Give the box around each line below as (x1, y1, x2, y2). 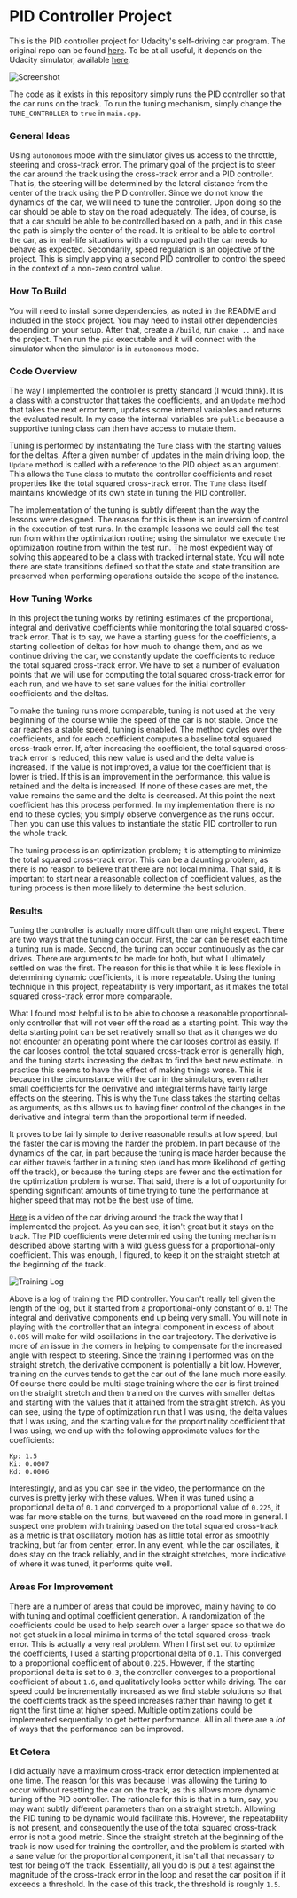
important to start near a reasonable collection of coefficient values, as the (9, 874, 282, 884)
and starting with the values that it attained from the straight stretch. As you (9, 1397, 285, 1408)
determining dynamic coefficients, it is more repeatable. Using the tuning (9, 972, 276, 983)
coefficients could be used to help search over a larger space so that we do (9, 1620, 285, 1630)
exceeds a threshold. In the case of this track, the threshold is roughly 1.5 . (9, 1878, 281, 1890)
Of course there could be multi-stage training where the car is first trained (9, 1378, 280, 1389)
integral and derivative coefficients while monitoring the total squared (9, 623, 263, 633)
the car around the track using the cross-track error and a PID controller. (9, 169, 275, 179)
